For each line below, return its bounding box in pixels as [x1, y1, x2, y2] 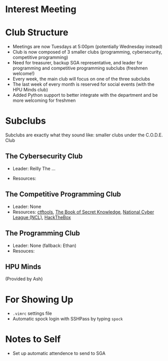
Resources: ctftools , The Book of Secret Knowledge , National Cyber [12, 209, 154, 215]
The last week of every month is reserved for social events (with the [12, 81, 155, 87]
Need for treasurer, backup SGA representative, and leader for [12, 60, 143, 66]
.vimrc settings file [12, 310, 52, 316]
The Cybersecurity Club [5, 152, 83, 161]
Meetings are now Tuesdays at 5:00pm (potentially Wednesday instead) [12, 44, 163, 50]
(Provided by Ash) [5, 276, 43, 282]
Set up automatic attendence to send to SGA [12, 350, 106, 356]
